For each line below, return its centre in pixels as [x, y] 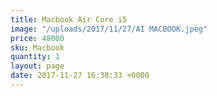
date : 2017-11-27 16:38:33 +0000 [80, 76]
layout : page [37, 66]
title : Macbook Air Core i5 [69, 19]
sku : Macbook [37, 47]
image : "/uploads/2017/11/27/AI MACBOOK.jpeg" [109, 29]
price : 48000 [37, 38]
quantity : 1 [35, 57]
